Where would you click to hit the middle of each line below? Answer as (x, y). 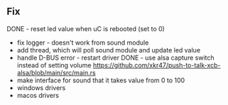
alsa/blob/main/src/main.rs (56, 72)
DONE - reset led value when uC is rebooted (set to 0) (86, 28)
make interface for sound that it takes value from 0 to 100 (101, 80)
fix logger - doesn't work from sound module (83, 43)
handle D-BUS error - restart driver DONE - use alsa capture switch (115, 57)
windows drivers (41, 87)
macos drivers (38, 95)
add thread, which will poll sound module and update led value (108, 50)
